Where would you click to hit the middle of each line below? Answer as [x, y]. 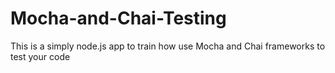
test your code [40, 56]
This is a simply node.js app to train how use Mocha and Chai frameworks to [168, 46]
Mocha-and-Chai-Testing [118, 18]
